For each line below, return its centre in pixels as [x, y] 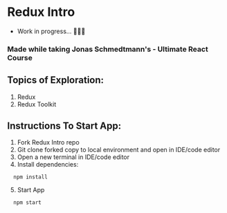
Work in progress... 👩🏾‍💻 [51, 31]
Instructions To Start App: [64, 126]
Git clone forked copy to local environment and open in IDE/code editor [118, 150]
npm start [27, 203]
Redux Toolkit [37, 104]
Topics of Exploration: [56, 80]
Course [20, 57]
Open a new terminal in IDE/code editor [73, 157]
